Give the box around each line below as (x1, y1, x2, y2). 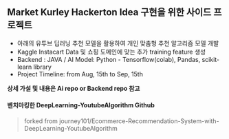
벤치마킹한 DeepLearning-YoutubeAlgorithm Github (7, 101, 155, 109)
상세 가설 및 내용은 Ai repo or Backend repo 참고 (7, 84, 140, 92)
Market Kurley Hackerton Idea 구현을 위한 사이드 (7, 6, 212, 19)
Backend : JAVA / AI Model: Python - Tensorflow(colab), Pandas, (17, 55, 201, 63)
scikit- (201, 55, 220, 63)
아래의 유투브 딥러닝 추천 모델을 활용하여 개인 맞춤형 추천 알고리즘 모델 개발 (17, 39, 219, 47)
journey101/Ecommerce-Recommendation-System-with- (59, 117, 219, 125)
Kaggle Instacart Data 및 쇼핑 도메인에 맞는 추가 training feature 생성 (17, 47, 206, 56)
